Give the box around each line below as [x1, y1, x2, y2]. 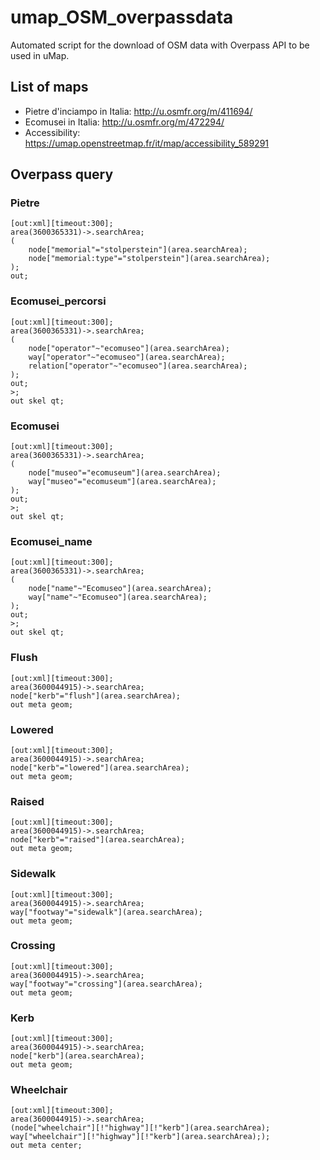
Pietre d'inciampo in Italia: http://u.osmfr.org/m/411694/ [24, 105, 253, 117]
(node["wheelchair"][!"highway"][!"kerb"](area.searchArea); [10, 1123, 271, 1133]
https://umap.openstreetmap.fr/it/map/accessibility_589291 [24, 137, 270, 149]
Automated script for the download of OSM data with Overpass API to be [10, 39, 310, 51]
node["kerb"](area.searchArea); [10, 1051, 145, 1061]
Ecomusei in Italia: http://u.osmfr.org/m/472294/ [24, 116, 225, 128]
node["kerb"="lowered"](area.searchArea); [10, 762, 190, 773]
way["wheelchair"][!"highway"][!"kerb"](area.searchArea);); [10, 1132, 271, 1142]
